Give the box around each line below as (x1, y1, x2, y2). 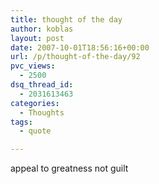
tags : (10, 117, 33, 127)
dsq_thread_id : (10, 80, 74, 90)
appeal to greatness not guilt (10, 162, 129, 175)
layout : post (10, 33, 65, 43)
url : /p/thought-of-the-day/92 (10, 52, 141, 62)
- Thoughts (19, 107, 65, 118)
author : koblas (10, 24, 74, 34)
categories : (10, 98, 60, 108)
